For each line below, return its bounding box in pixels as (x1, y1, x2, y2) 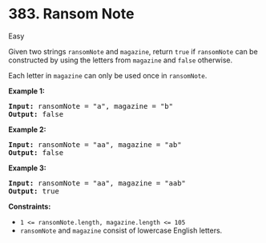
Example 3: (8, 163, 46, 173)
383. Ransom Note (8, 5, 135, 23)
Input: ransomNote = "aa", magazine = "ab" (8, 140, 182, 149)
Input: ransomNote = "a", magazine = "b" (8, 102, 174, 110)
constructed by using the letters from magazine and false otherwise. (8, 55, 233, 65)
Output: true (8, 186, 60, 196)
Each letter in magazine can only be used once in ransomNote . (8, 70, 208, 80)
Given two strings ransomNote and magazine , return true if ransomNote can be (8, 46, 258, 56)
